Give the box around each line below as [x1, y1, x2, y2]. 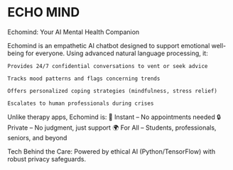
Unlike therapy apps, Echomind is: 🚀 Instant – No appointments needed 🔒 [7, 113, 222, 121]
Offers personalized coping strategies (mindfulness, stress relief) [7, 87, 218, 94]
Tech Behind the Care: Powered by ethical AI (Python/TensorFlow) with [7, 147, 215, 156]
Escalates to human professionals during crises [7, 100, 154, 107]
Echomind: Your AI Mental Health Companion [7, 28, 140, 36]
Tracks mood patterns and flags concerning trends [7, 75, 161, 82]
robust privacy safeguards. [7, 154, 87, 163]
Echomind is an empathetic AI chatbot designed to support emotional [7, 41, 210, 50]
